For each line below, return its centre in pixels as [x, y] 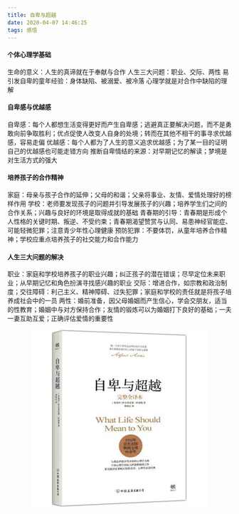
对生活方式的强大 [32, 159]
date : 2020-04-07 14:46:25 [47, 22]
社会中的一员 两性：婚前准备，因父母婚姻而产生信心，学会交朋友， [117, 301]
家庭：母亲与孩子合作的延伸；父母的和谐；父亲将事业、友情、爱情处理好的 [116, 194]
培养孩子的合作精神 [36, 177]
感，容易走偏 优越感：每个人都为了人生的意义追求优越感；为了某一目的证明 [117, 142]
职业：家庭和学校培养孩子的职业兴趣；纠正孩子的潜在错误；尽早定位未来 [113, 274]
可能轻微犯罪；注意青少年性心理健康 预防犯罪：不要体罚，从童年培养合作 [114, 230]
